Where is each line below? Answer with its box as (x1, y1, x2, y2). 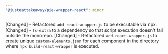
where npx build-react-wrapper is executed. (5, 43, 100, 49)
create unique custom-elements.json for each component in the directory (5, 38, 159, 44)
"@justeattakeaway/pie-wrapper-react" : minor (5, 7, 104, 13)
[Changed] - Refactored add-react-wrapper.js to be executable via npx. (5, 21, 157, 28)
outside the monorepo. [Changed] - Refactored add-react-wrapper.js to (5, 32, 157, 38)
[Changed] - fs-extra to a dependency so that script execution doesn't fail (5, 26, 163, 33)
